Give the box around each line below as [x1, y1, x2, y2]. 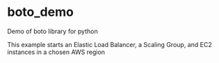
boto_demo [7, 4, 74, 20]
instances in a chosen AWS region [7, 48, 106, 56]
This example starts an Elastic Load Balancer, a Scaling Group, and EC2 [7, 40, 212, 48]
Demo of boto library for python [7, 27, 99, 35]
